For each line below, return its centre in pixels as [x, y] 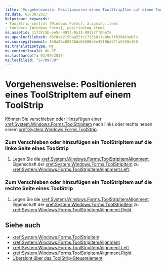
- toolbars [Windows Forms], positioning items [55, 28]
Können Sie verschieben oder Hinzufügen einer [53, 119]
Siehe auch [23, 225]
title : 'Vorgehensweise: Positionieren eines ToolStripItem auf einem [79, 10]
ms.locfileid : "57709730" [32, 60]
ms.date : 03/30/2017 [26, 14]
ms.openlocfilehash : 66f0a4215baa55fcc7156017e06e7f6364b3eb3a [72, 37]
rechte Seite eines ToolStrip [39, 189]
